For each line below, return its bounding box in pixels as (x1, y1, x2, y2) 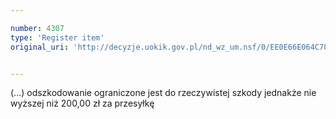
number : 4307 (10, 23, 65, 33)
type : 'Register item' (10, 32, 105, 43)
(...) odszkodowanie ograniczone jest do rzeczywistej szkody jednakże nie (10, 87, 317, 99)
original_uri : (10, 42, 70, 52)
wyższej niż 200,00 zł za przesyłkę (10, 97, 155, 110)
